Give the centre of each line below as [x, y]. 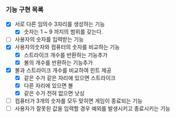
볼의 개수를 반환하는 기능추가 [58, 62]
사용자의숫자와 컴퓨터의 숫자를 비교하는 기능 [67, 47]
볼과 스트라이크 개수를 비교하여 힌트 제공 [63, 70]
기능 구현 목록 [25, 9]
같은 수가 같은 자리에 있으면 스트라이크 [70, 78]
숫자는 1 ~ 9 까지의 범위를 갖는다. [63, 32]
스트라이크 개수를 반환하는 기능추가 [66, 55]
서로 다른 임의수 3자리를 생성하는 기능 [60, 24]
